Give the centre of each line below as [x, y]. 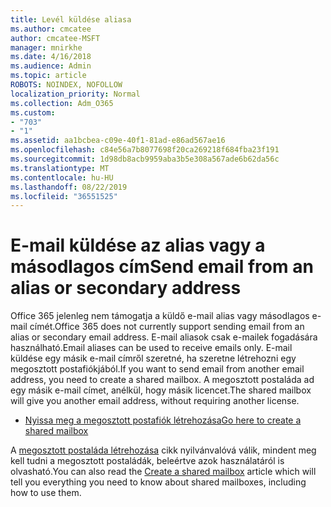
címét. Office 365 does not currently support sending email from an [167, 327]
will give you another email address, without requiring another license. [155, 401]
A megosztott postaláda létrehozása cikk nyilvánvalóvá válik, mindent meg [163, 450]
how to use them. [46, 493]
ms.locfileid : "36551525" [64, 196]
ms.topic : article [48, 76]
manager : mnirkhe [46, 47]
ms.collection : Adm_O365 [62, 103]
